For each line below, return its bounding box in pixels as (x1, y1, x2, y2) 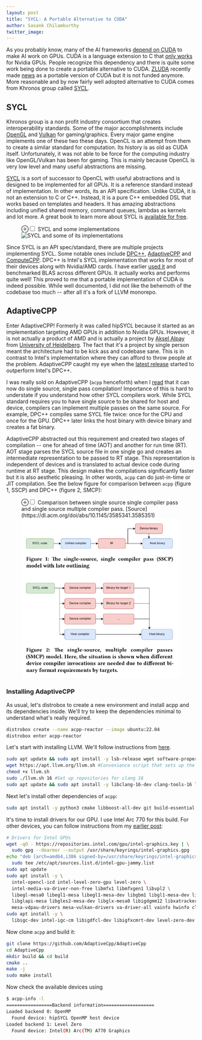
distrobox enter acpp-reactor (6, 733, 82, 739)
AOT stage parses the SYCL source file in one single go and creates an (6, 448, 182, 455)
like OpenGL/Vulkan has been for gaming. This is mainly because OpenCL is (6, 157, 195, 164)
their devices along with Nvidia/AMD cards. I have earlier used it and (6, 263, 176, 270)
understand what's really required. (6, 714, 92, 721)
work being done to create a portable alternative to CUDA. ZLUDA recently (6, 65, 191, 72)
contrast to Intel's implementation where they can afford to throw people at (6, 354, 192, 361)
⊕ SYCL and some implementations (21, 226, 120, 233)
